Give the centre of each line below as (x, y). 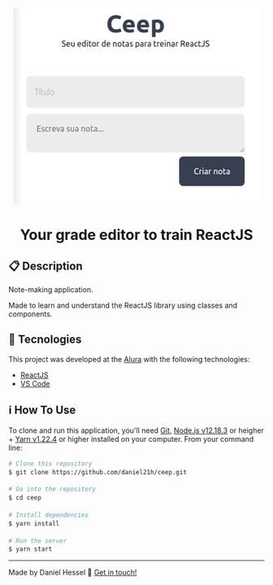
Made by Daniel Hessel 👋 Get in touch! (73, 573)
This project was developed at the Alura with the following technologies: (129, 359)
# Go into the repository (52, 489)
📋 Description (45, 266)
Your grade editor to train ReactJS (136, 235)
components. (30, 314)
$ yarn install (34, 523)
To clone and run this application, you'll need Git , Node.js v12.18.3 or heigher (136, 430)
